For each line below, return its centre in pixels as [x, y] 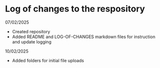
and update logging [32, 41]
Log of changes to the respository [75, 9]
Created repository [31, 31]
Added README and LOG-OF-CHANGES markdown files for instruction [84, 37]
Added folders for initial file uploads [48, 60]
